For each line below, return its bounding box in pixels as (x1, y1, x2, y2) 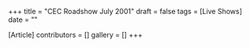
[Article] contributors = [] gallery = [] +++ (8, 31, 144, 39)
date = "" (8, 15, 38, 24)
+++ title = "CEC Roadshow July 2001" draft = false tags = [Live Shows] (8, 7, 243, 16)
